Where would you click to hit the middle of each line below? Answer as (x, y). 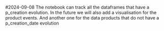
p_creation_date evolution (32, 23)
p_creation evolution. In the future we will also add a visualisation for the (81, 12)
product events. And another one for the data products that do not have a (82, 18)
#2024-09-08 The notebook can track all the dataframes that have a (77, 7)
